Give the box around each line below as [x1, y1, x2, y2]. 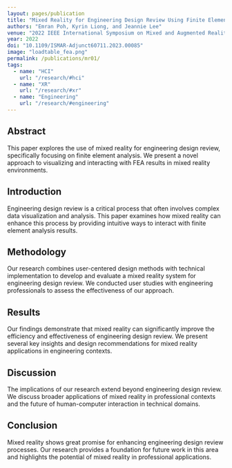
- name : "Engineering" [13, 94, 79, 101]
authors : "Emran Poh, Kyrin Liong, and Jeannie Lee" [7, 23, 162, 30]
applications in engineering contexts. [7, 347, 113, 355]
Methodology [7, 246, 67, 257]
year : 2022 [7, 36, 39, 43]
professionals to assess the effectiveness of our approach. [7, 286, 175, 295]
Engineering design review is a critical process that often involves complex [7, 204, 220, 213]
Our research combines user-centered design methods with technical [7, 264, 205, 273]
